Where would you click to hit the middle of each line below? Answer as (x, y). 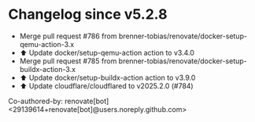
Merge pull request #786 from (68, 36)
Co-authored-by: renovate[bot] (59, 101)
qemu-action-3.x (47, 44)
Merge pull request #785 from (68, 61)
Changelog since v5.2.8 (88, 14)
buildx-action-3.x (48, 69)
